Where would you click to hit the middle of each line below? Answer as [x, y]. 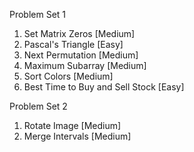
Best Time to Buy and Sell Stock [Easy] [104, 87]
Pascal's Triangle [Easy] [73, 44]
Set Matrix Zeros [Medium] [79, 33]
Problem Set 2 [38, 106]
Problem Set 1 [38, 14]
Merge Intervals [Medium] [77, 136]
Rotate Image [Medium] [72, 125]
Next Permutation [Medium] [81, 55]
